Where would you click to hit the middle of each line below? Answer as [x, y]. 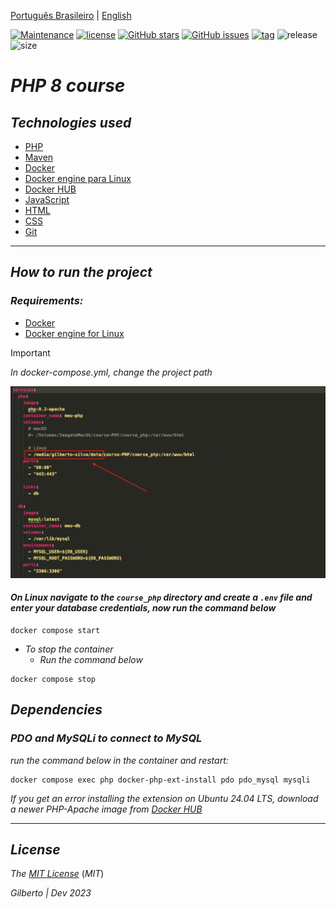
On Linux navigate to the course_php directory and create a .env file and [161, 597]
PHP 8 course [68, 86]
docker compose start [55, 630]
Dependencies [56, 710]
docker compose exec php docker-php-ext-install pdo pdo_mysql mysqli [160, 780]
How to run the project [81, 272]
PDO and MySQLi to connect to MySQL [106, 738]
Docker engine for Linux [74, 333]
